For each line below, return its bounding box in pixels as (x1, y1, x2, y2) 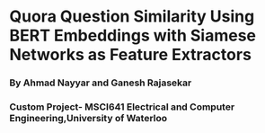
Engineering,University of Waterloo (9, 112, 168, 125)
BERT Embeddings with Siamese (9, 25, 257, 46)
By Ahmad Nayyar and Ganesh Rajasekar (9, 76, 192, 89)
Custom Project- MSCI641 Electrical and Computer (9, 101, 235, 113)
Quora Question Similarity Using (9, 6, 255, 27)
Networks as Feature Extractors (9, 45, 252, 65)
